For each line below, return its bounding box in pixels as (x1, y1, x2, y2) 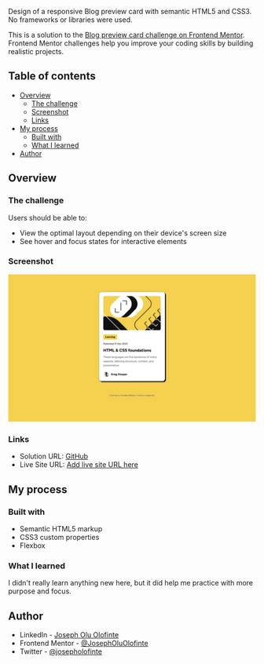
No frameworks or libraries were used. (8, 15, 133, 24)
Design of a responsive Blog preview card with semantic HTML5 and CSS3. (8, 7, 252, 16)
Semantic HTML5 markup (19, 524, 103, 534)
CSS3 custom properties (19, 533, 100, 542)
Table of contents (8, 70, 96, 83)
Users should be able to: (8, 213, 88, 222)
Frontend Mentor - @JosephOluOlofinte (19, 639, 148, 648)
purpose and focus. (8, 586, 72, 596)
